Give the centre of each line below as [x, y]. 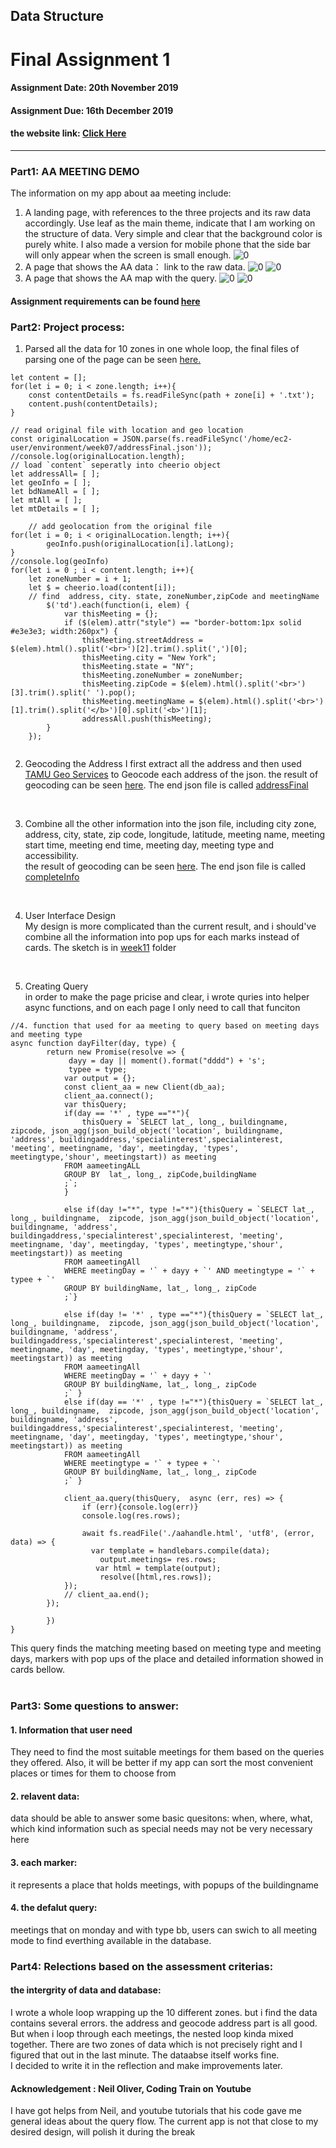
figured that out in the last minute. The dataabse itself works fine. [145, 2055]
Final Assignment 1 [90, 59]
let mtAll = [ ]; [46, 500]
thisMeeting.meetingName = [138, 702]
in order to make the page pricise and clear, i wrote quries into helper [167, 997]
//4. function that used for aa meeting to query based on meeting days [165, 1026]
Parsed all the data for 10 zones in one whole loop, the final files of [162, 349]
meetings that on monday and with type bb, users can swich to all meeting [164, 1930]
